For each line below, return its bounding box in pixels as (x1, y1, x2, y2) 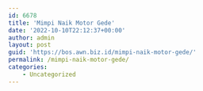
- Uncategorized (22, 70, 77, 78)
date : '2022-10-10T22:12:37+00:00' (8, 26, 126, 34)
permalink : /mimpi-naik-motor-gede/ (8, 56, 129, 64)
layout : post (8, 41, 52, 49)
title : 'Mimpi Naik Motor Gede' (8, 19, 115, 27)
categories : (8, 63, 48, 71)
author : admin (8, 33, 56, 42)
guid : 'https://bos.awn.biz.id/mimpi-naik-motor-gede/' (8, 48, 197, 56)
